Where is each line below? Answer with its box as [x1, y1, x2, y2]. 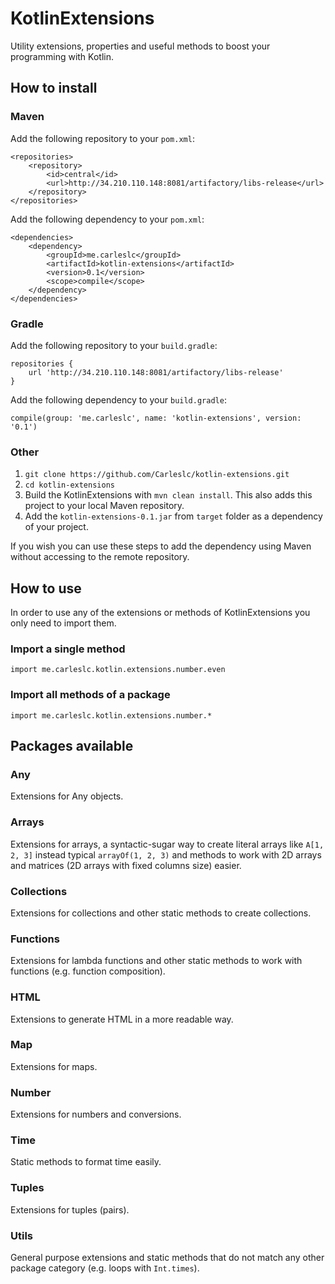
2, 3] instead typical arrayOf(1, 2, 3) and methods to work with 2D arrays [10, 848, 322, 861]
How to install [10, 80, 98, 97]
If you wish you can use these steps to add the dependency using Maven [10, 540, 312, 552]
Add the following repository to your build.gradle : [10, 339, 218, 351]
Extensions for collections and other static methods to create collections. [10, 907, 312, 919]
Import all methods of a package [10, 688, 171, 702]
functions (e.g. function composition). [10, 965, 166, 977]
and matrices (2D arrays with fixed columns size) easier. [10, 859, 242, 871]
